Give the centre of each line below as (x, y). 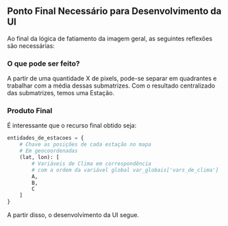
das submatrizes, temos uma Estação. (61, 93)
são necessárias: (31, 46)
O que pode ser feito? (43, 63)
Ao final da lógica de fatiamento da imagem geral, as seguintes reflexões (110, 38)
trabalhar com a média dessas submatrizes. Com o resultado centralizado (111, 86)
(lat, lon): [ (39, 158)
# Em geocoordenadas (49, 151)
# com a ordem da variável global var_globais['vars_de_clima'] (125, 170)
